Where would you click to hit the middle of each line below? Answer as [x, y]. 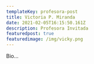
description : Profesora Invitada [47, 28]
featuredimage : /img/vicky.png [45, 39]
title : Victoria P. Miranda [41, 17]
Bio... [12, 56]
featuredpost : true [30, 34]
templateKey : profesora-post [42, 12]
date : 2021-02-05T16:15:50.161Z [46, 23]
